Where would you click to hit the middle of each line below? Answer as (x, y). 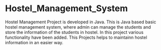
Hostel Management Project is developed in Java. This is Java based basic (80, 22)
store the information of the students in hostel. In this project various (74, 32)
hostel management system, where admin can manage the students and (78, 27)
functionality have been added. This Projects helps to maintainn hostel (76, 37)
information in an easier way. (34, 42)
